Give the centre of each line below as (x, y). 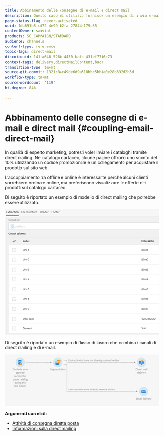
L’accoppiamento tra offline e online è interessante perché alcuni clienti (77, 177)
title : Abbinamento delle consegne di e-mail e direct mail (68, 10)
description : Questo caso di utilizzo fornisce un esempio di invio (76, 15)
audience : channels (25, 42)
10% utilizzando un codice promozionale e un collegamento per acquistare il (82, 162)
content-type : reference (30, 46)
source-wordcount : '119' (30, 83)
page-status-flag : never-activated (41, 21)
